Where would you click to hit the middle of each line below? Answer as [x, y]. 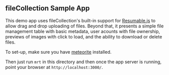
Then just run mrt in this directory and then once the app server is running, [83, 62]
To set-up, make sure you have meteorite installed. [59, 52]
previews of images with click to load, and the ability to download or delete [84, 36]
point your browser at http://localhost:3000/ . [54, 67]
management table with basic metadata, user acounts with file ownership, [83, 31]
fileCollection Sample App [48, 8]
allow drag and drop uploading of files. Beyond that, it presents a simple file [84, 26]
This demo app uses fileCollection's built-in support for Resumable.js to [80, 20]
